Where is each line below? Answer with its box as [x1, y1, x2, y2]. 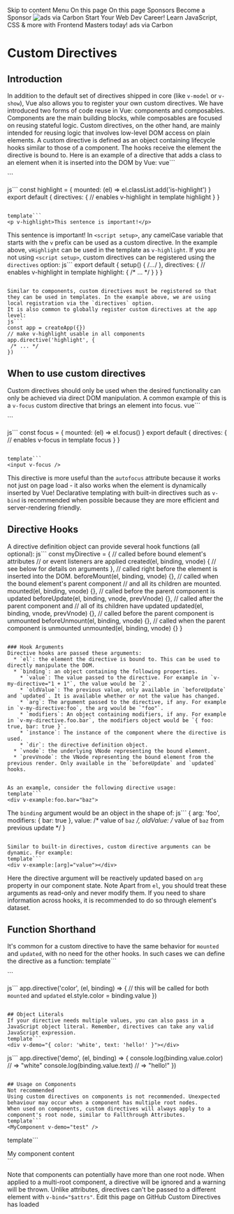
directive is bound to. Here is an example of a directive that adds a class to [7, 151, 222, 159]
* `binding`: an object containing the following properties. [13, 667, 198, 675]
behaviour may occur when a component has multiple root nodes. [7, 1099, 198, 1106]
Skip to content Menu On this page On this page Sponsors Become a [7, 6, 205, 14]
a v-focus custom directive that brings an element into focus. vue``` [7, 401, 201, 410]
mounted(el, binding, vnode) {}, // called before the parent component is [7, 586, 215, 595]
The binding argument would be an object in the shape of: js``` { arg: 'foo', [7, 809, 220, 817]
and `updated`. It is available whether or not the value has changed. [7, 692, 220, 700]
